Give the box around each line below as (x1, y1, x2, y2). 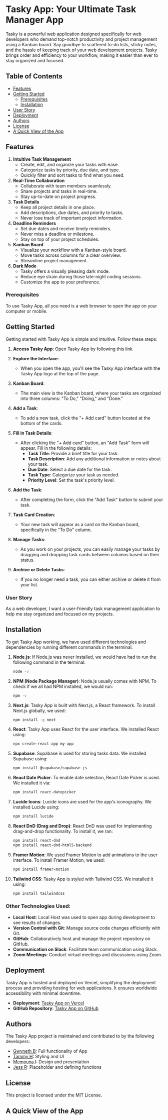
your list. (20, 581, 38, 587)
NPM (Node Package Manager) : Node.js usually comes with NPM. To (12, 678, 157, 684)
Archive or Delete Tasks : (12, 566, 65, 572)
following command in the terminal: (12, 659, 85, 665)
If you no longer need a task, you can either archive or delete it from (20, 576, 161, 582)
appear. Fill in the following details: (20, 445, 92, 451)
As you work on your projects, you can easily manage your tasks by (20, 546, 160, 552)
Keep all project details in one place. (20, 204, 95, 210)
